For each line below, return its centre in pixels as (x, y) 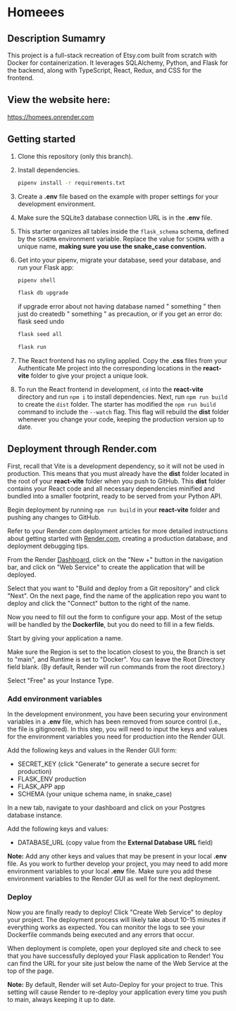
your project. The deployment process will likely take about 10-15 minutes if (117, 920)
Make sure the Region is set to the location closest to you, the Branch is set (117, 652)
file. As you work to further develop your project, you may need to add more (118, 864)
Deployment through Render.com (82, 449)
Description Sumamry (56, 38)
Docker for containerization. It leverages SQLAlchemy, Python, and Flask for (118, 63)
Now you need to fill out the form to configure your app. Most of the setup (115, 617)
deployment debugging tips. (48, 546)
